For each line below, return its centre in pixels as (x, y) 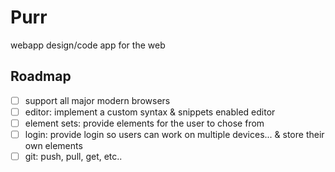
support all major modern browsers (97, 100)
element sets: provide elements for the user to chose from (144, 123)
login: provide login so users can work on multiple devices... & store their (174, 134)
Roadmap (41, 76)
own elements (53, 145)
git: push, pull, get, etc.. (73, 156)
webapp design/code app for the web (88, 45)
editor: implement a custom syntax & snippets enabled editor (150, 112)
